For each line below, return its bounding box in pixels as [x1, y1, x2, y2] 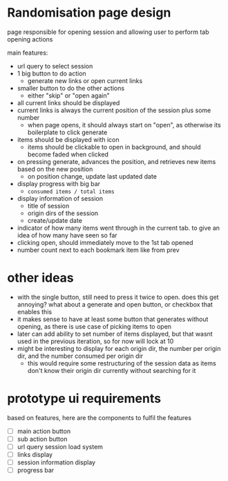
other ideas [7, 270, 74, 286]
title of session [27, 201, 70, 210]
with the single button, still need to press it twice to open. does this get [17, 293, 219, 301]
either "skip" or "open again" [27, 91, 110, 100]
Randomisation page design [7, 5, 171, 21]
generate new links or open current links [27, 76, 143, 84]
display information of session [17, 194, 104, 202]
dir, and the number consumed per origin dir [17, 352, 144, 360]
